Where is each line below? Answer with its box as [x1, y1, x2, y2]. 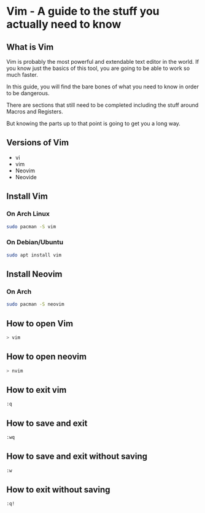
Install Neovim [6, 269, 63, 279]
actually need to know [6, 17, 122, 31]
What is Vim [6, 42, 54, 52]
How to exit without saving [6, 484, 110, 495]
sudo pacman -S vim [6, 223, 56, 229]
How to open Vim [6, 318, 74, 329]
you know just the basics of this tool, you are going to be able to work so [6, 64, 190, 72]
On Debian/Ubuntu [6, 238, 63, 247]
